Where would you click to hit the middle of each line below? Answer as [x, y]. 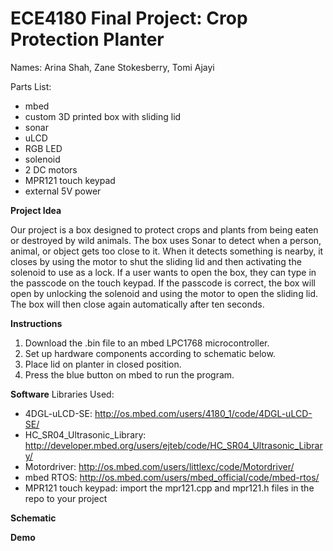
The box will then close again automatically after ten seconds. [137, 304]
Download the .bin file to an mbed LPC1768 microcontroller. [147, 343]
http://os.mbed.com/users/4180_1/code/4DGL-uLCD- [203, 413]
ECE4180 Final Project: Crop [129, 18]
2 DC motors [51, 169]
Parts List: [31, 86]
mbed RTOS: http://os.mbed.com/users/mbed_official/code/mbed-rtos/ [172, 477]
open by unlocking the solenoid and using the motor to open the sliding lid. [164, 293]
